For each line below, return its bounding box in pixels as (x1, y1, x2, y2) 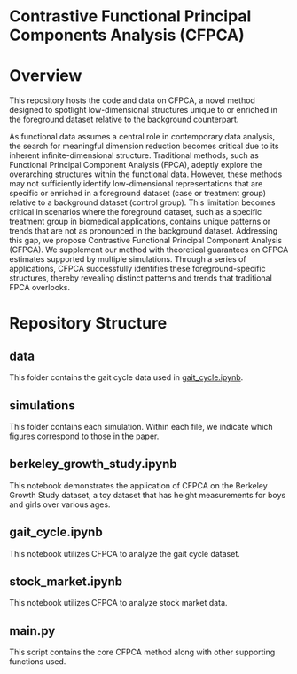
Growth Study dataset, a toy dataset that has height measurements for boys (9, 489, 286, 500)
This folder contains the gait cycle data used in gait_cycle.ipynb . (9, 372, 244, 383)
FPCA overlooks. (9, 282, 71, 293)
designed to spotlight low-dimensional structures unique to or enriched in (9, 105, 277, 115)
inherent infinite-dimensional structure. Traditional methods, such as (9, 150, 259, 161)
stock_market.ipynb (9, 574, 123, 589)
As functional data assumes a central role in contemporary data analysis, (9, 131, 276, 142)
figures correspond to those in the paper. (9, 431, 160, 441)
